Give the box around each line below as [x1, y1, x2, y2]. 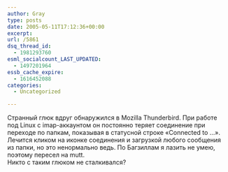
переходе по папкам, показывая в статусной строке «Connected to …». [7, 129, 221, 137]
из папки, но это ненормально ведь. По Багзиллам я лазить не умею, [7, 143, 215, 152]
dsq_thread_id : [7, 43, 52, 50]
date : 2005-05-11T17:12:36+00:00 [7, 23, 105, 30]
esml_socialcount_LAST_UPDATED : [7, 56, 101, 63]
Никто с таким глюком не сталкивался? [7, 158, 127, 166]
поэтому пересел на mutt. [7, 151, 85, 159]
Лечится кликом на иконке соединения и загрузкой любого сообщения [7, 136, 222, 144]
